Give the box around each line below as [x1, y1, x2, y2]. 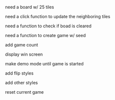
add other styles [5, 80, 38, 85]
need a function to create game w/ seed [5, 33, 86, 38]
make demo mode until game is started [5, 61, 84, 66]
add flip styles [5, 70, 34, 76]
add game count [5, 42, 38, 48]
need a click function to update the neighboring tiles [5, 14, 111, 19]
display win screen [5, 51, 43, 57]
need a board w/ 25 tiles [5, 4, 54, 10]
